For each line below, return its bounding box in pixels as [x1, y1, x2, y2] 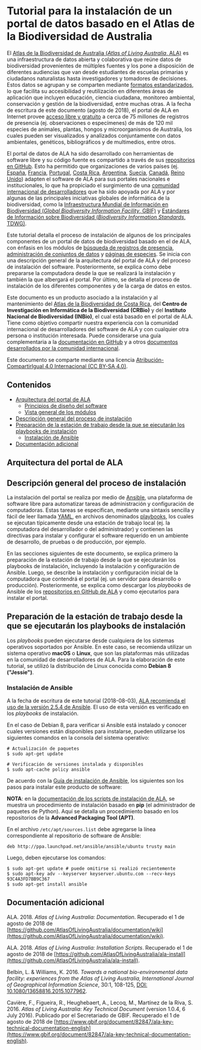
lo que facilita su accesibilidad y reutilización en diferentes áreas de [7, 87, 174, 94]
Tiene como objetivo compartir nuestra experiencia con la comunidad [7, 319, 179, 326]
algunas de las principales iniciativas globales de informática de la [7, 194, 170, 202]
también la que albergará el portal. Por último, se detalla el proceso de [7, 276, 180, 283]
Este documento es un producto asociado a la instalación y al [7, 294, 158, 301]
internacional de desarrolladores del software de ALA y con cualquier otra [7, 325, 189, 332]
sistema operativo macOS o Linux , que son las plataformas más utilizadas [7, 649, 190, 657]
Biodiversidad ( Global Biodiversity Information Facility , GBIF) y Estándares [7, 207, 190, 214]
